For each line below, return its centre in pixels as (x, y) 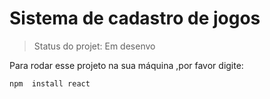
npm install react (50, 83)
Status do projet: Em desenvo (94, 46)
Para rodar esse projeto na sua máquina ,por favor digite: (126, 65)
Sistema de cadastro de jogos (135, 18)
